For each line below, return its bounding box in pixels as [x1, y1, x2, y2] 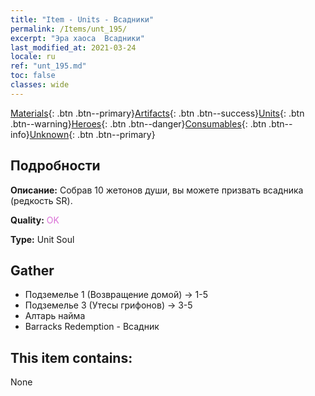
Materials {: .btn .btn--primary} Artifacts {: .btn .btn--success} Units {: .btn [10, 107, 305, 119]
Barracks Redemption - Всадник [24, 321, 160, 333]
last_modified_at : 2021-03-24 [10, 42, 137, 53]
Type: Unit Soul [10, 233, 75, 245]
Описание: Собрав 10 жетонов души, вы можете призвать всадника [10, 184, 304, 196]
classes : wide [10, 80, 70, 90]
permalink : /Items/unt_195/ [10, 24, 128, 34]
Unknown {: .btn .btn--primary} [29, 128, 156, 140]
